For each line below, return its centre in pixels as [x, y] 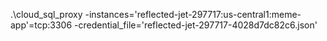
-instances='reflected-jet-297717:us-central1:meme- [193, 14]
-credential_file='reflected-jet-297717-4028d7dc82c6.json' [196, 25]
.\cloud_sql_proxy [46, 14]
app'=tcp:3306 [41, 25]
